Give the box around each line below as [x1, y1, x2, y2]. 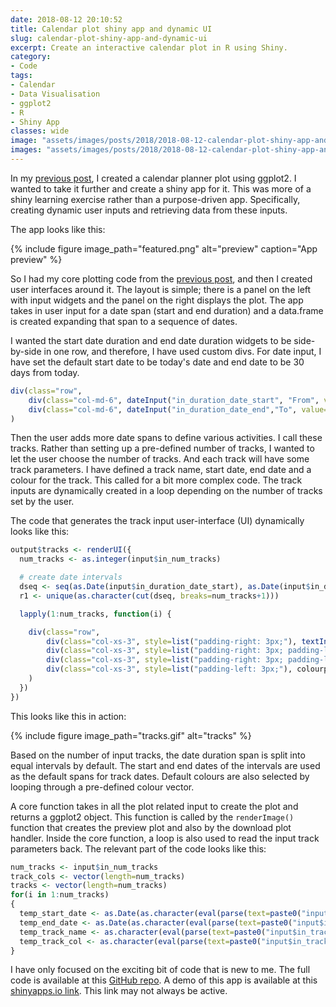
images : [10, 145, 43, 155]
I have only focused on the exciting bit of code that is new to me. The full [10, 964, 311, 976]
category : [10, 52, 52, 62]
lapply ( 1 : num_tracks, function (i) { [19, 609, 172, 619]
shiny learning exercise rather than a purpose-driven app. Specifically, [10, 193, 301, 205]
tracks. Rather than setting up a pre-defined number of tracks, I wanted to [10, 442, 315, 455]
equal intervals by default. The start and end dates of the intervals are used [10, 759, 321, 771]
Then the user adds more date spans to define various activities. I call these [10, 432, 323, 444]
